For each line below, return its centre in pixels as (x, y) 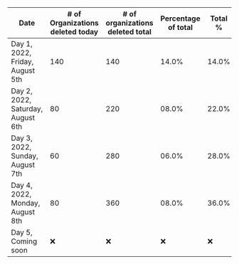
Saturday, (27, 109)
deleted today (74, 32)
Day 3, (22, 138)
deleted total (129, 32)
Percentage (180, 19)
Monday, (26, 203)
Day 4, (22, 185)
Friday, (22, 62)
